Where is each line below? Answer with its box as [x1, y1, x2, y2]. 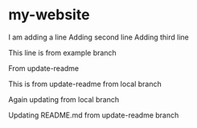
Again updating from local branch [8, 94, 119, 104]
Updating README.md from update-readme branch [8, 110, 179, 120]
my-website [8, 6, 90, 24]
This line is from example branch [8, 47, 117, 57]
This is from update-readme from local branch [8, 79, 162, 89]
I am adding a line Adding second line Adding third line [8, 32, 189, 42]
